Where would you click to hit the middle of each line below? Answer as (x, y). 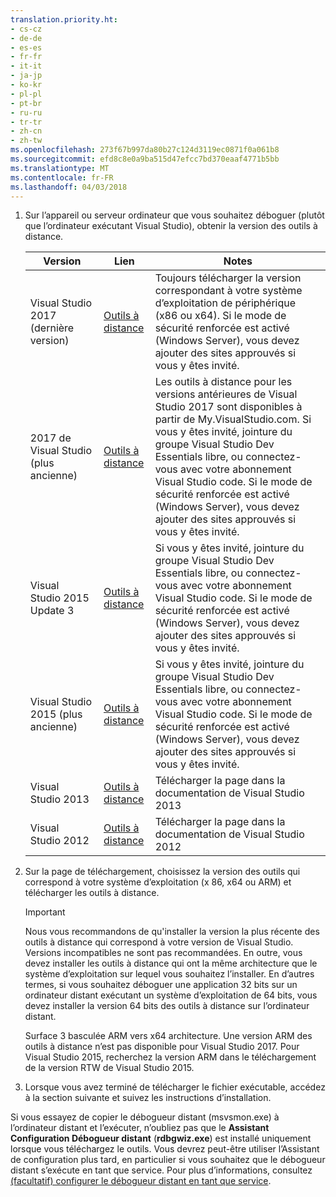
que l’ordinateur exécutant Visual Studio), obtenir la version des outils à (171, 226)
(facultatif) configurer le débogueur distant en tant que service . (141, 1181)
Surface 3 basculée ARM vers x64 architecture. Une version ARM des (168, 1036)
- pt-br (26, 103)
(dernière (52, 328)
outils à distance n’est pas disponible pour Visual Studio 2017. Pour (162, 1047)
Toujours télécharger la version (228, 278)
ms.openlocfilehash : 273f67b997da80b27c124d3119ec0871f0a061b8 (145, 150)
